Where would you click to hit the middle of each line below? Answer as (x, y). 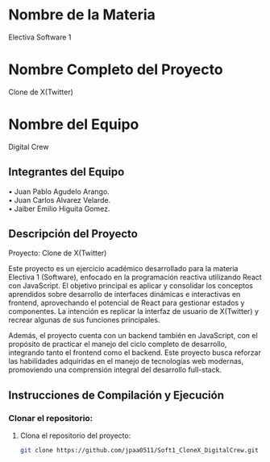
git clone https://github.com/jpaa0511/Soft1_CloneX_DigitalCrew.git (139, 451)
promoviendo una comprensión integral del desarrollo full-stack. (115, 370)
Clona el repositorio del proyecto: (75, 435)
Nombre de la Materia (82, 15)
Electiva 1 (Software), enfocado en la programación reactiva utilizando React (135, 277)
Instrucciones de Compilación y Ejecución (116, 395)
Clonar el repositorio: (51, 418)
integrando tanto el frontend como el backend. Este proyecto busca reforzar (135, 353)
